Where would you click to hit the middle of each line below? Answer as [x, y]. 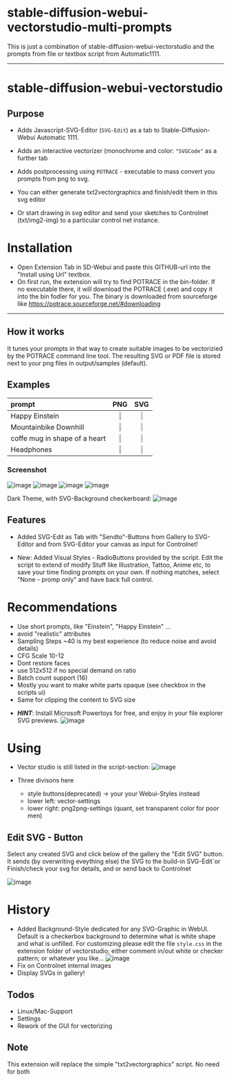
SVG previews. [38, 720]
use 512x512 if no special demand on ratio [76, 670]
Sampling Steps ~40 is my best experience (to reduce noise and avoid [117, 641]
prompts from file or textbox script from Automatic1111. [84, 54]
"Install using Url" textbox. [54, 274]
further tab [32, 158]
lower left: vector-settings [64, 801]
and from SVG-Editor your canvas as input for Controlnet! [117, 544]
